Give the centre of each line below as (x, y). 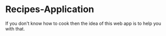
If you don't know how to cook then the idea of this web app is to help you (83, 23)
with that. (15, 28)
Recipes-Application (50, 9)
